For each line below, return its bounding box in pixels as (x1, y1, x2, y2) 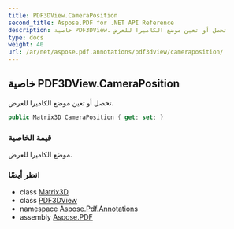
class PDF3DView (19, 196, 77, 205)
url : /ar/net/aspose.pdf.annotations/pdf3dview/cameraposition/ (8, 48, 224, 56)
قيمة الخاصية (8, 131, 52, 142)
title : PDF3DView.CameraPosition (8, 11, 118, 20)
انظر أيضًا (8, 169, 40, 180)
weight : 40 (8, 41, 44, 49)
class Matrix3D (19, 187, 69, 197)
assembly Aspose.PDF (19, 212, 93, 222)
